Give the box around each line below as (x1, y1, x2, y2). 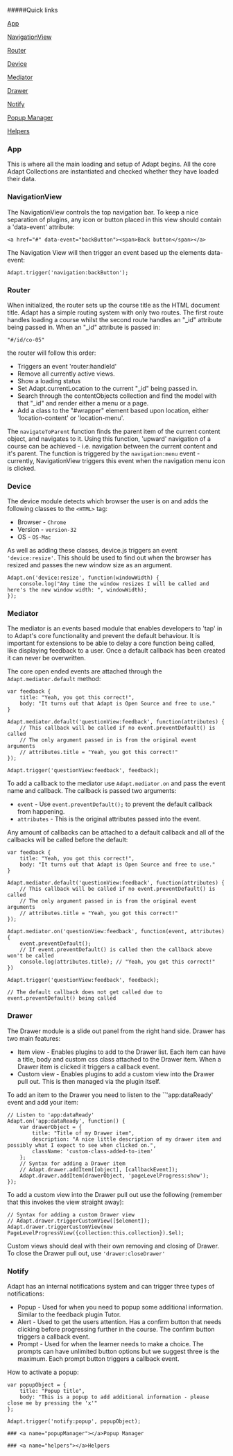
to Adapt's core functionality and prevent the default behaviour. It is (7, 632, 200, 640)
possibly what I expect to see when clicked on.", (7, 1141, 157, 1148)
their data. (7, 175, 37, 183)
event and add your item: (7, 1098, 78, 1106)
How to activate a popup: (7, 1368, 79, 1377)
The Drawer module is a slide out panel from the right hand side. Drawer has (7, 1027, 225, 1035)
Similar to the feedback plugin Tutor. (17, 1310, 121, 1319)
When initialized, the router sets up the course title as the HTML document (7, 301, 220, 309)
